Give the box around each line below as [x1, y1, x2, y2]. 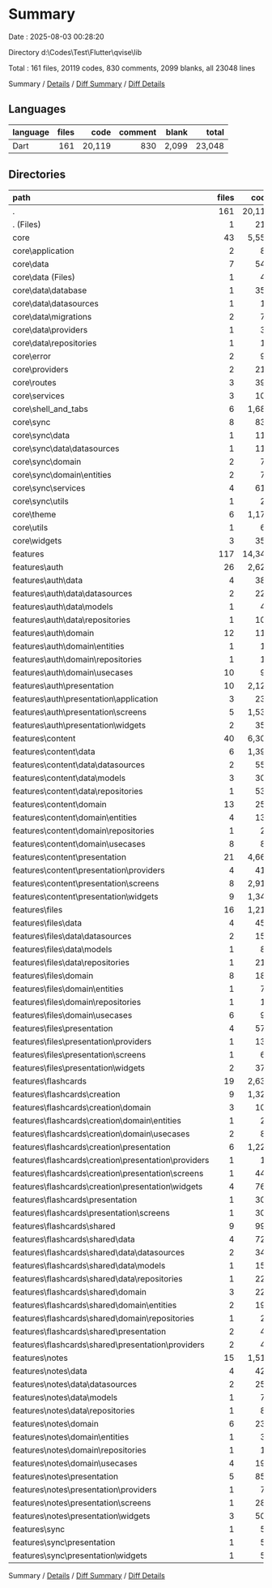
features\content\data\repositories [12, 785, 143, 796]
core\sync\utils [12, 496, 69, 507]
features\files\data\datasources [12, 930, 132, 942]
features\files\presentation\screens [12, 1049, 147, 1060]
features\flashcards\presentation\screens [12, 1207, 170, 1218]
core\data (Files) [12, 271, 75, 282]
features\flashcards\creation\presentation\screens [12, 1167, 204, 1178]
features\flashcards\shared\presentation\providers [12, 1339, 205, 1350]
